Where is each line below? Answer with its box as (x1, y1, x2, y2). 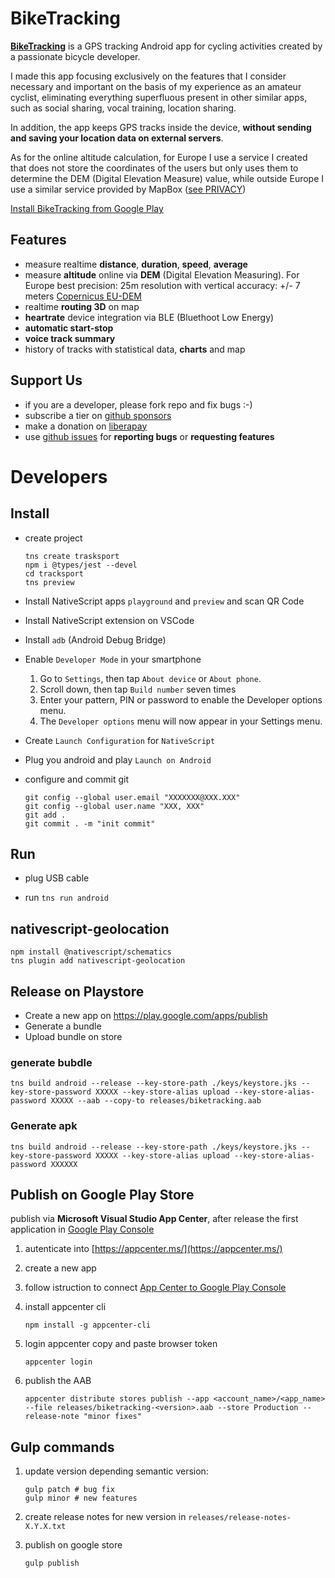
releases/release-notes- (188, 1513, 292, 1523)
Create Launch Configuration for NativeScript (24, 734, 216, 746)
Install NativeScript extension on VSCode (24, 614, 195, 626)
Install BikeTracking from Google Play (10, 202, 164, 214)
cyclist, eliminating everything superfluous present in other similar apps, (10, 91, 308, 103)
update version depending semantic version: (24, 1465, 209, 1477)
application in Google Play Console (10, 1223, 155, 1236)
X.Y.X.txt (24, 1522, 67, 1532)
